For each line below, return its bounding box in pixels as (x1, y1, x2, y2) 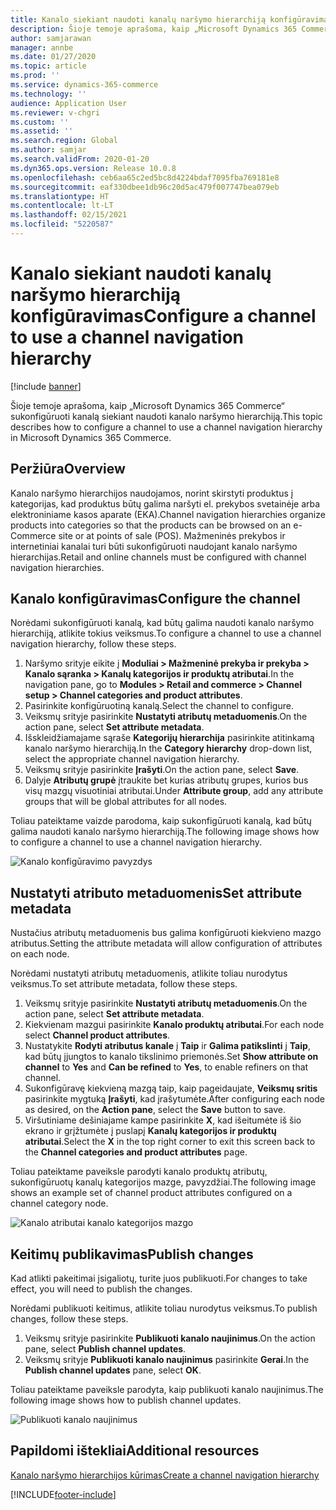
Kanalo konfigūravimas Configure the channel (10, 591, 301, 608)
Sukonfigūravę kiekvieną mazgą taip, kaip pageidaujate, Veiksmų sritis (24, 1082, 318, 1095)
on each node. (10, 948, 70, 960)
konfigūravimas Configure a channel (10, 305, 317, 328)
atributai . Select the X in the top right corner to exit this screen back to (24, 1136, 316, 1148)
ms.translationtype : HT (10, 191, 110, 201)
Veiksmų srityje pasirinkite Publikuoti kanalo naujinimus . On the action (24, 1332, 316, 1345)
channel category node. (10, 1197, 109, 1210)
